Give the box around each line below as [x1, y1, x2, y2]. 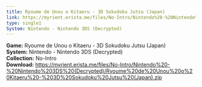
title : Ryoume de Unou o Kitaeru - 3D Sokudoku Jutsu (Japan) [6, 8, 165, 15]
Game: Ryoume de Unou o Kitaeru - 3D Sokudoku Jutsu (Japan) [6, 42, 166, 49]
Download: [6, 61, 34, 68]
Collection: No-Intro [6, 55, 57, 62]
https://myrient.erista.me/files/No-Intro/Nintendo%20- [35, 61, 170, 68]
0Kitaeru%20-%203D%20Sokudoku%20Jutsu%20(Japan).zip [6, 74, 162, 81]
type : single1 [6, 20, 42, 26]
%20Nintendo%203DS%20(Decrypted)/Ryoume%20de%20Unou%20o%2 [6, 67, 193, 75]
